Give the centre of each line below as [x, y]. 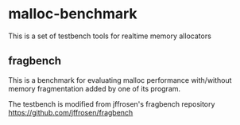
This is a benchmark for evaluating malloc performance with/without [120, 80]
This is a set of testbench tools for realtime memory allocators [110, 36]
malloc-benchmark [73, 14]
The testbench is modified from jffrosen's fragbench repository [112, 104]
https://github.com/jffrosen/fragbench [71, 112]
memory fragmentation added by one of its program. [95, 88]
